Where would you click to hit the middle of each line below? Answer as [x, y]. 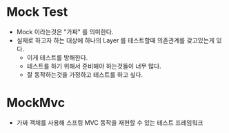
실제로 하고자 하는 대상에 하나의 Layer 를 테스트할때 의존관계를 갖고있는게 [116, 40]
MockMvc [36, 103]
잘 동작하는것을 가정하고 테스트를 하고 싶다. [85, 74]
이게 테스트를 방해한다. [57, 57]
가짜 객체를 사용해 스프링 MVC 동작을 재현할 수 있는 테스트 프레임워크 [110, 122]
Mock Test [37, 12]
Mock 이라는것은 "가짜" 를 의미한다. [65, 32]
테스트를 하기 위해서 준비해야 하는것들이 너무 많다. [94, 66]
